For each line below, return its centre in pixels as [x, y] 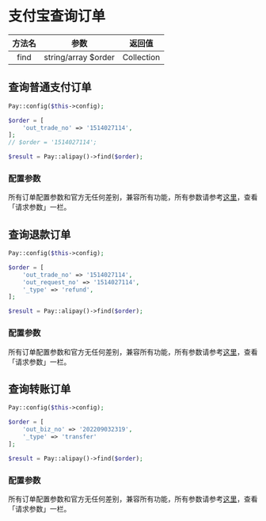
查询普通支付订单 [50, 87]
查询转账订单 [40, 389]
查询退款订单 [40, 234]
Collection [141, 57]
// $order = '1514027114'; [53, 143]
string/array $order [79, 57]
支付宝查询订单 [57, 16]
